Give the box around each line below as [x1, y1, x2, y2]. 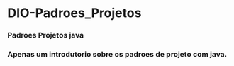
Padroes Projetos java [7, 31, 84, 40]
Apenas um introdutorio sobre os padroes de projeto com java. [7, 50, 228, 60]
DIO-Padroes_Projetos [7, 5, 142, 21]
